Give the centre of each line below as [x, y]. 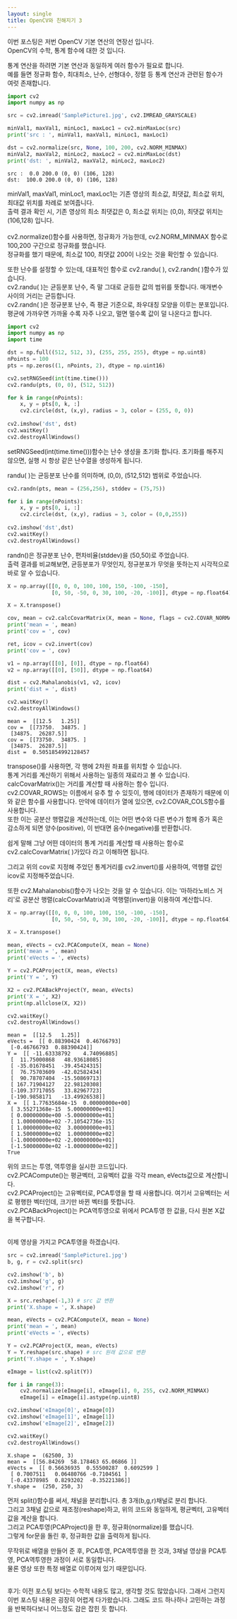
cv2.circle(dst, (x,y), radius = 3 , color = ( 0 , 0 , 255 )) [104, 515]
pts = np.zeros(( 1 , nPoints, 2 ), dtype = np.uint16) [86, 365]
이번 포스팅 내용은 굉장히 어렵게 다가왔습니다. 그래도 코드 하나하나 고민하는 [110, 1599]
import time [25, 340]
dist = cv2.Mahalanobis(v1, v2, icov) [64, 683]
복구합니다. [30, 1219]
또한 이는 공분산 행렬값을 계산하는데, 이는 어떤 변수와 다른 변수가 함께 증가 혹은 [115, 819]
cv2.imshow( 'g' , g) [36, 1281]
